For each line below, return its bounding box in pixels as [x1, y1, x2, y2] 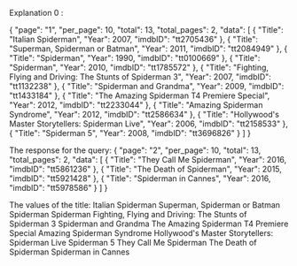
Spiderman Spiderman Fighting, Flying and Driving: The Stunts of [9, 209, 247, 219]
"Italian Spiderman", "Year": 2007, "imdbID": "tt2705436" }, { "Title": [9, 34, 259, 44]
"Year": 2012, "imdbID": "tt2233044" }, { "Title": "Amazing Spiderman [9, 100, 263, 110]
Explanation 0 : [9, 8, 64, 18]
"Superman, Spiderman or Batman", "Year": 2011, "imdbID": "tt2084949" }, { [9, 43, 288, 54]
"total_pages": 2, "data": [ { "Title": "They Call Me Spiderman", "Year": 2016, [9, 155, 287, 164]
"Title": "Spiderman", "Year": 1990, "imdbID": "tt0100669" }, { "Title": [9, 53, 261, 63]
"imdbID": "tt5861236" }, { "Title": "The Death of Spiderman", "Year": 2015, [9, 163, 282, 174]
